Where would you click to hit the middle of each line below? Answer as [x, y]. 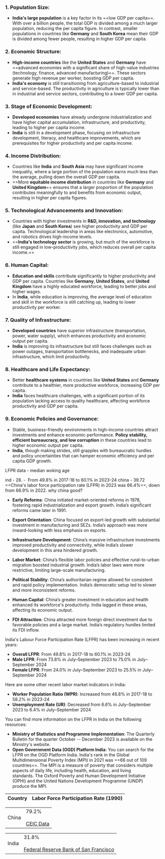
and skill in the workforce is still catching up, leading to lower [74, 302]
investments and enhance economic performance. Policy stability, [80, 435]
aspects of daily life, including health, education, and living [71, 770]
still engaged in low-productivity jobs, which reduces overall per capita [84, 247]
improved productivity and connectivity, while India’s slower [73, 545]
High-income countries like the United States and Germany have [79, 62]
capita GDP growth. [32, 461]
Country [17, 798]
